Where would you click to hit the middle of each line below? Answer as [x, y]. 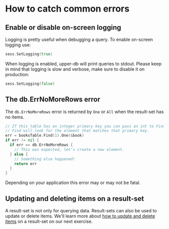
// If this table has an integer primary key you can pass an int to [80, 126]
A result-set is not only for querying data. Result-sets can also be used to [81, 211]
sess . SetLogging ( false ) [30, 84]
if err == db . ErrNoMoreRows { [41, 145]
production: [17, 74]
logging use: [18, 45]
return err [26, 164]
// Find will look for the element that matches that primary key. [77, 131]
